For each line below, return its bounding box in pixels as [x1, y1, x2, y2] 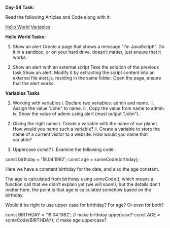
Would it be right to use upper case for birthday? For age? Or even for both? [5, 202, 164, 208]
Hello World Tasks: [5, 34, 46, 40]
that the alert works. [12, 81, 55, 86]
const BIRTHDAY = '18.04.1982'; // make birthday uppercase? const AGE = [5, 212, 160, 217]
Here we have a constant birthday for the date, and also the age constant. [5, 166, 160, 172]
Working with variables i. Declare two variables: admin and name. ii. [12, 100, 154, 106]
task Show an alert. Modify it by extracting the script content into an [12, 69, 155, 75]
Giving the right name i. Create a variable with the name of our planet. [12, 121, 159, 126]
